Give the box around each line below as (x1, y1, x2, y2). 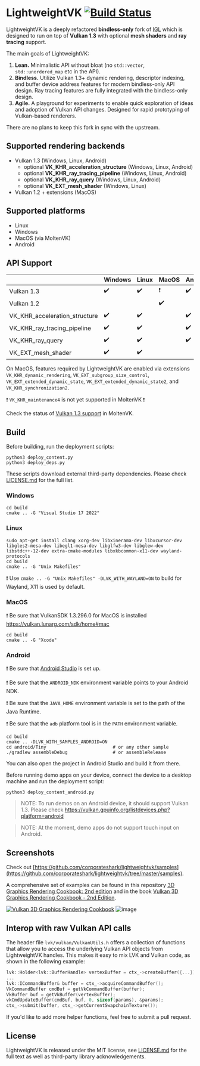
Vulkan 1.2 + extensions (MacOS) (14, 189, 97, 196)
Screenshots (6, 848, 55, 858)
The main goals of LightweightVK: (6, 50, 89, 57)
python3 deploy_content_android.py (6, 789, 95, 796)
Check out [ (6, 864, 35, 871)
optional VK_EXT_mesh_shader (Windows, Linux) (23, 182, 147, 189)
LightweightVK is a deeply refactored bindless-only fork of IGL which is (6, 26, 183, 33)
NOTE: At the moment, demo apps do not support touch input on (20, 824, 180, 832)
